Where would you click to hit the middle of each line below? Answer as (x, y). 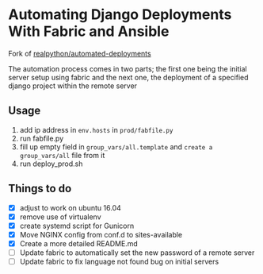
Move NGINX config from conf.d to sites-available (101, 234)
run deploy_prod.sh (51, 164)
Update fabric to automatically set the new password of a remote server (137, 253)
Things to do (40, 189)
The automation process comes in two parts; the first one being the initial (128, 68)
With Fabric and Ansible (89, 31)
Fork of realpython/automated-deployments (80, 53)
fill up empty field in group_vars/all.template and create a (116, 147)
